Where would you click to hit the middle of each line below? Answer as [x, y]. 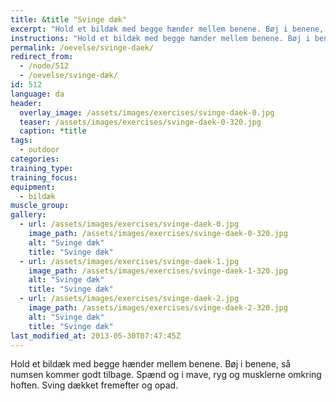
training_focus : [44, 177]
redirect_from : [42, 57]
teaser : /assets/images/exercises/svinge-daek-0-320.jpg [140, 122]
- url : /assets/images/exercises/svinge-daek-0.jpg [129, 224]
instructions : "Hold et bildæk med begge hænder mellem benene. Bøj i [160, 38]
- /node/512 [44, 66]
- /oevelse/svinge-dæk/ [68, 76]
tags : [21, 141]
